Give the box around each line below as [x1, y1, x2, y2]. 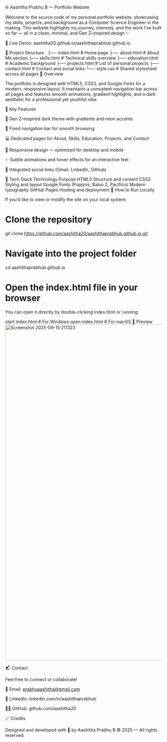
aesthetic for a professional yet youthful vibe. [5, 97, 98, 102]
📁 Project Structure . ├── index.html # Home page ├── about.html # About [5, 50, 160, 55]
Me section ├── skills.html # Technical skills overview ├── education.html [5, 55, 159, 61]
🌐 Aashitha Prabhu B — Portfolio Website [5, 4, 90, 10]
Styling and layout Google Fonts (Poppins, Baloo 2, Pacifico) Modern [5, 182, 146, 187]
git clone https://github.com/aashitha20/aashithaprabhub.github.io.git [5, 230, 148, 236]
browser [5, 293, 41, 304]
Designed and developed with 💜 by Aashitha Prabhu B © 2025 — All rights [5, 727, 158, 733]
